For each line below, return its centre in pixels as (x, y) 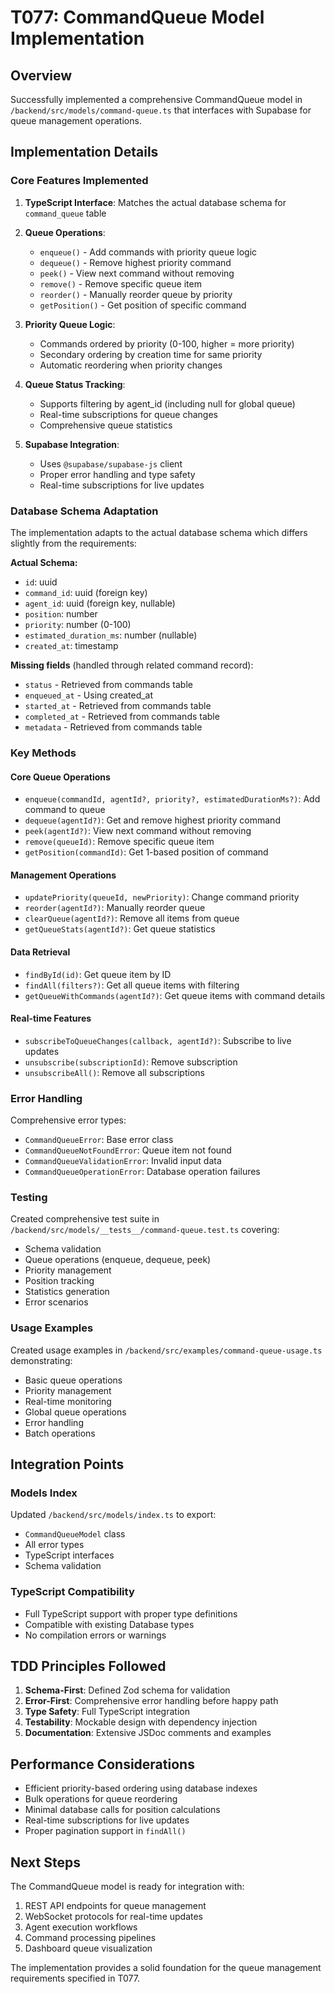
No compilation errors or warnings (95, 1635)
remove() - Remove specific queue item (120, 283)
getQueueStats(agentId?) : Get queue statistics (120, 929)
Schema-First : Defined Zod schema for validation (127, 1690)
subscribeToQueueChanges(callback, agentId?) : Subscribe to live (158, 1040)
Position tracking (59, 1281)
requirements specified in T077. (75, 1978)
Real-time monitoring (68, 1401)
